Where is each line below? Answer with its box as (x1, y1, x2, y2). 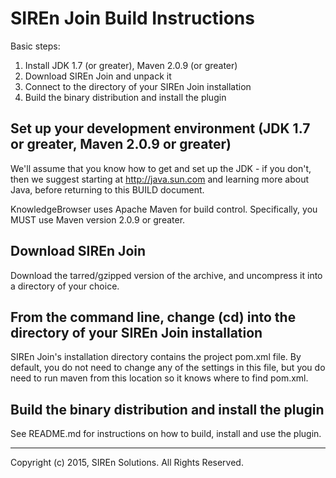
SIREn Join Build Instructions (10, 7, 255, 30)
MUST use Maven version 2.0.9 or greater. (10, 213, 186, 226)
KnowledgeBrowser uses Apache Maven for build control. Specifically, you (10, 203, 318, 215)
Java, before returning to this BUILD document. (10, 183, 205, 196)
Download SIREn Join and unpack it (24, 70, 172, 82)
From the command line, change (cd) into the (10, 308, 297, 326)
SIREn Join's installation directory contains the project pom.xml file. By (10, 351, 302, 363)
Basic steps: (10, 40, 61, 52)
